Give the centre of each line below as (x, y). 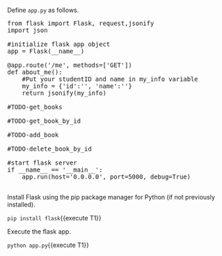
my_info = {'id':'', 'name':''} (77, 86)
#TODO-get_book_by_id (44, 121)
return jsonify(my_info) (64, 93)
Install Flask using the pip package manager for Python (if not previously (111, 197)
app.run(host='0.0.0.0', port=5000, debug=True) (106, 177)
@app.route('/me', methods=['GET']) (70, 65)
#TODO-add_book (33, 135)
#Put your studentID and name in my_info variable (110, 79)
